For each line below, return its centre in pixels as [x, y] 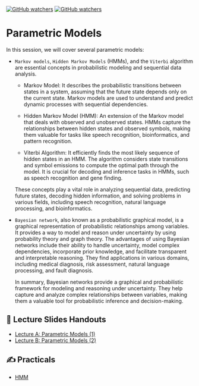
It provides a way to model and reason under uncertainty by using [95, 233]
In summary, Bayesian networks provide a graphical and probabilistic [99, 282]
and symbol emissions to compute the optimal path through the [101, 165]
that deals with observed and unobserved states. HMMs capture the [107, 122]
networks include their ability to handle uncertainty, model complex [97, 245]
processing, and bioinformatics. [53, 208]
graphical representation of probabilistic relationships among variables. [102, 226]
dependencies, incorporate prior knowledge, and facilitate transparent [101, 251]
